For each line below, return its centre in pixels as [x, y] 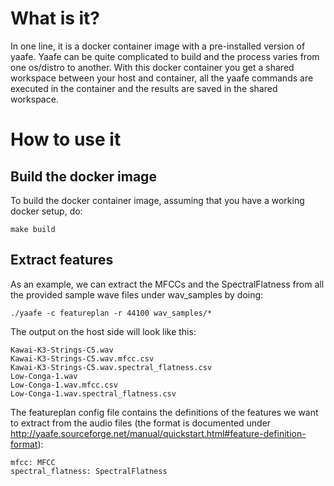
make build [33, 229]
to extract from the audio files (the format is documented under [141, 423]
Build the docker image [83, 176]
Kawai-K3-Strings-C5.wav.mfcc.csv [82, 358]
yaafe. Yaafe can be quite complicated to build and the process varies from [165, 56]
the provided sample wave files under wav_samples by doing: [137, 294]
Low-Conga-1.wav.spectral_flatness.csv [93, 393]
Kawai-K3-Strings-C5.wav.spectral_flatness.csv [111, 367]
